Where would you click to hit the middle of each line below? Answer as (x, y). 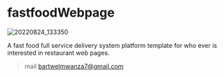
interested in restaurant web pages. (58, 53)
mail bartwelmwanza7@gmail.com (74, 66)
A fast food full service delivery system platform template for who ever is (112, 45)
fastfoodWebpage (61, 13)
